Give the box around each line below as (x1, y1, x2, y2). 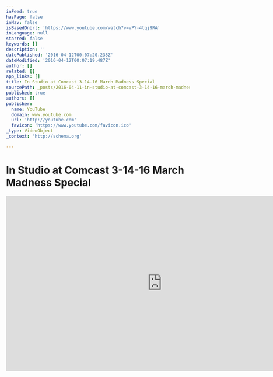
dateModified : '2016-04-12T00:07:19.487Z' (6, 57, 111, 63)
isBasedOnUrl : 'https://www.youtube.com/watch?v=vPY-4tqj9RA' (6, 25, 160, 31)
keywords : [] (6, 41, 38, 47)
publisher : (6, 100, 33, 107)
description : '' (6, 47, 45, 53)
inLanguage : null (6, 30, 48, 36)
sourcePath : (6, 85, 35, 90)
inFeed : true (6, 8, 38, 15)
